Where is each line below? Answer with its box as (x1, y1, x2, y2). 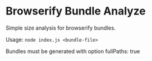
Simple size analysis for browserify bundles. (5, 24, 116, 31)
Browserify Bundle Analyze (5, 4, 146, 18)
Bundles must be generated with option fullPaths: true (5, 47, 140, 55)
